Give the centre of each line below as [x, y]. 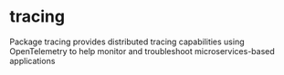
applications [32, 61]
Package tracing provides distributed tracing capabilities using [127, 42]
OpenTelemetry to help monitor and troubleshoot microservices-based [142, 51]
